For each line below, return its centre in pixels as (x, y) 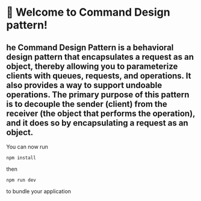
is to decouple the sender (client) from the (87, 104)
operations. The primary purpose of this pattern (98, 94)
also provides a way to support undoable (84, 85)
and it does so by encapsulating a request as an (97, 123)
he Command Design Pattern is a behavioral (90, 47)
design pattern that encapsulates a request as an (100, 57)
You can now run (27, 147)
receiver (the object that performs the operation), (101, 113)
